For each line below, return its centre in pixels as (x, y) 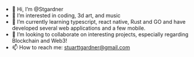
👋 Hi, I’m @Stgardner (38, 9)
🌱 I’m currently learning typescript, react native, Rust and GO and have (99, 22)
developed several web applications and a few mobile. (78, 28)
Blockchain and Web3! (39, 41)
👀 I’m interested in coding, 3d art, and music (66, 15)
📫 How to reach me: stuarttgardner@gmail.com (71, 47)
